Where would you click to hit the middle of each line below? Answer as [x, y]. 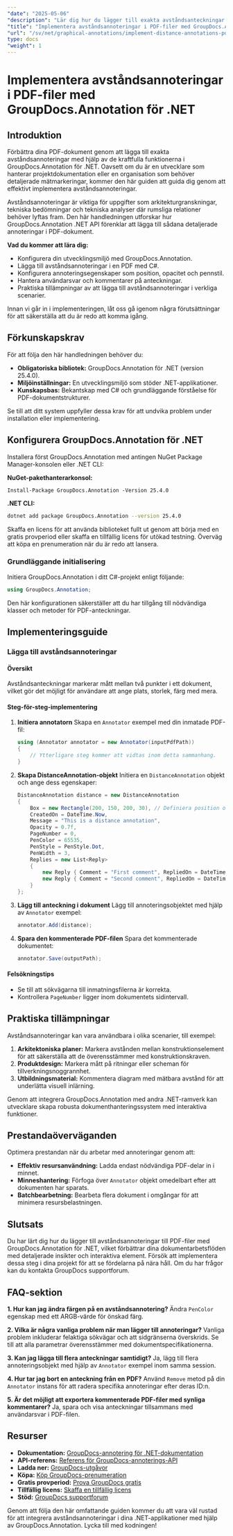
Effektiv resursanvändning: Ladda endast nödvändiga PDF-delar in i [116, 1166]
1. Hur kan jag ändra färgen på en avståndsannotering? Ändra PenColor [110, 1309]
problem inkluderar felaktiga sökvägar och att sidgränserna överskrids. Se [113, 1337]
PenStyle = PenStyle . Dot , [68, 847]
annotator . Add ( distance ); [54, 925]
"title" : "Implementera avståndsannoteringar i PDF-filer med [99, 26]
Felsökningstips [31, 974]
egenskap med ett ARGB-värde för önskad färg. [75, 1317]
